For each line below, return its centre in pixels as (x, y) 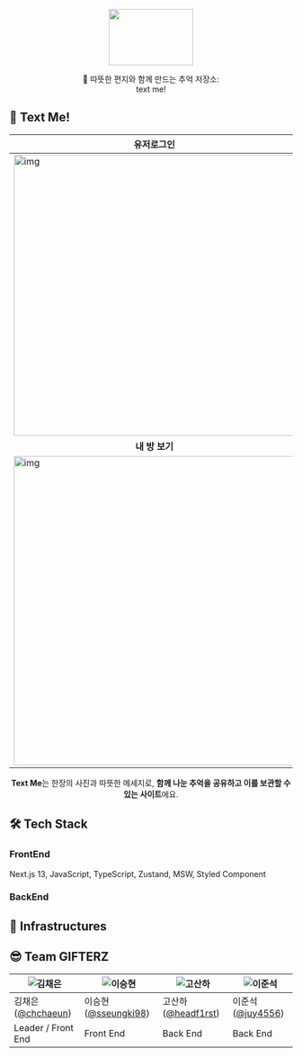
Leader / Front (44, 1027)
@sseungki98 (117, 1013)
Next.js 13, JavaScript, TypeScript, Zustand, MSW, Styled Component (138, 873)
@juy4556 (258, 1013)
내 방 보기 (154, 446)
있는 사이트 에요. (151, 794)
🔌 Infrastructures (58, 926)
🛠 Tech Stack (49, 824)
